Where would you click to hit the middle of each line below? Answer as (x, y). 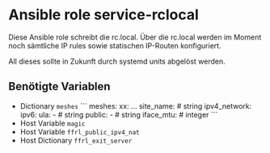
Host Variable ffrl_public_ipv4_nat (80, 131)
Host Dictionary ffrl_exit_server (76, 140)
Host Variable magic (53, 123)
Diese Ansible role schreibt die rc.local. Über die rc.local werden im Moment (135, 37)
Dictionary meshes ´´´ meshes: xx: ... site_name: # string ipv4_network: (136, 105)
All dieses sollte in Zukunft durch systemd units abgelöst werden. (117, 61)
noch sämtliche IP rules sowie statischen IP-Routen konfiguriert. (115, 45)
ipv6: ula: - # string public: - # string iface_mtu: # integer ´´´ (119, 114)
